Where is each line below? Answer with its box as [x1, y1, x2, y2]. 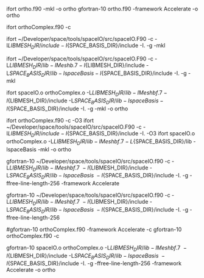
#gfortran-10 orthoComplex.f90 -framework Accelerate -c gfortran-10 [6, 226, 182, 233]
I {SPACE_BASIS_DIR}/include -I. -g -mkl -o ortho [6, 105, 128, 112]
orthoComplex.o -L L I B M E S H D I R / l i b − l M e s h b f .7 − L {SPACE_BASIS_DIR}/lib [6, 137, 192, 146]
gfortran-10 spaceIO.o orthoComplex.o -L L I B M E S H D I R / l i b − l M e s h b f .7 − [6, 244, 187, 252]
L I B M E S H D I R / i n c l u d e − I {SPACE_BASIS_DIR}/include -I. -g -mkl [7, 42, 166, 51]
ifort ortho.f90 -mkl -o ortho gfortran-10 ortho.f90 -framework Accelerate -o [6, 5, 199, 12]
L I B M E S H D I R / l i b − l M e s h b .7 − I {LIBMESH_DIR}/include [9, 61, 145, 70]
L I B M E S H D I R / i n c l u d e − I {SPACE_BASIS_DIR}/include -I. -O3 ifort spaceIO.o [7, 129, 195, 138]
